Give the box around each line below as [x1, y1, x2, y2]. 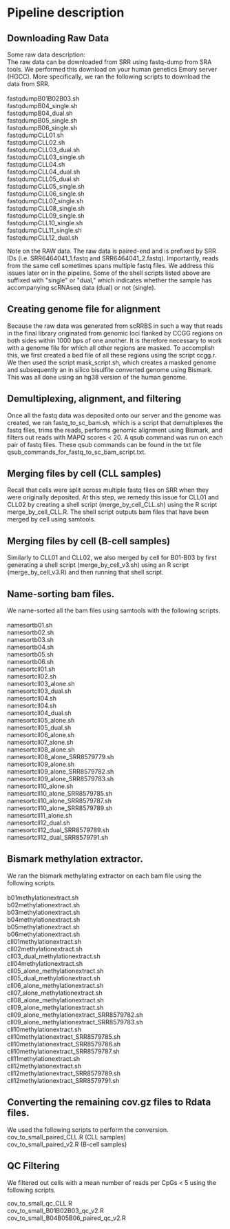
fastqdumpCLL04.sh [7, 161, 65, 168]
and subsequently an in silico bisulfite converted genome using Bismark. [7, 365, 213, 373]
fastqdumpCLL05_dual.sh [7, 175, 81, 183]
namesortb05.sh [7, 650, 54, 659]
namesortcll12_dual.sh [7, 818, 70, 827]
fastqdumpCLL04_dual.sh [7, 167, 81, 176]
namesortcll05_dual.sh [7, 723, 72, 732]
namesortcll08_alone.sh [7, 745, 75, 754]
